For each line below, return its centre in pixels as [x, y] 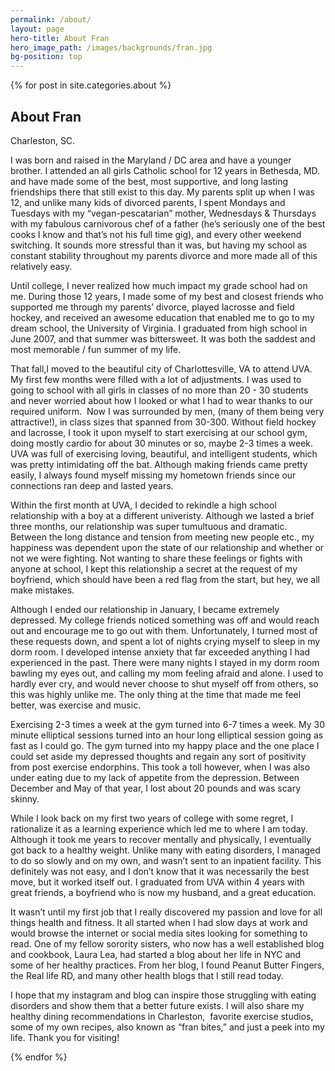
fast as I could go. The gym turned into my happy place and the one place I [165, 745]
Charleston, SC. [43, 140]
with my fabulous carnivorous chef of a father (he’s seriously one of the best [168, 223]
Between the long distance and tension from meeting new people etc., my [162, 537]
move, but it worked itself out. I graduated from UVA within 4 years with [157, 882]
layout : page [37, 29]
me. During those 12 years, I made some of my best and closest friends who [167, 296]
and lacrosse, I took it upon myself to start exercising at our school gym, [159, 432]
